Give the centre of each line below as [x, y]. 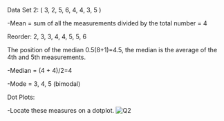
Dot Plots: [21, 97]
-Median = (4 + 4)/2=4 [40, 70]
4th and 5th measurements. [47, 57]
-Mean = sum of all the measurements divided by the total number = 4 [107, 23]
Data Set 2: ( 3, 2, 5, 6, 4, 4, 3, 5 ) [54, 10]
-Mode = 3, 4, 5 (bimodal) [44, 84]
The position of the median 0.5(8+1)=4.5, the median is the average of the [112, 50]
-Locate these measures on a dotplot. [61, 110]
